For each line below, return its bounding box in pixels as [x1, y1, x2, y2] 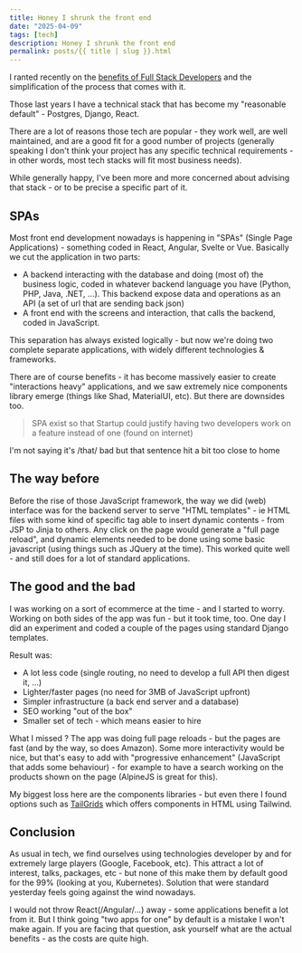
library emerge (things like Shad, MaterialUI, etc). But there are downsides [9, 390, 285, 401]
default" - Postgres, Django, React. [9, 109, 140, 119]
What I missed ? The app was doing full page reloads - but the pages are [9, 732, 281, 743]
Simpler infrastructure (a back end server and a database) [22, 696, 240, 707]
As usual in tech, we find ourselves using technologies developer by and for [9, 848, 292, 860]
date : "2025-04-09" [9, 22, 83, 31]
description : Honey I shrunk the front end [9, 38, 176, 48]
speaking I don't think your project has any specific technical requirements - [9, 146, 294, 157]
